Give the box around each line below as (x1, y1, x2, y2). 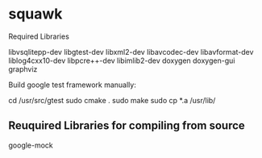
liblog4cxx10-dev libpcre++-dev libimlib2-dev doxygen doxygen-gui (8, 56, 235, 65)
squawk (8, 5, 63, 23)
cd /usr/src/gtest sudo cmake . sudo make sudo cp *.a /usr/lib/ (8, 95, 216, 105)
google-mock (8, 140, 54, 150)
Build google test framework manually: (8, 80, 137, 89)
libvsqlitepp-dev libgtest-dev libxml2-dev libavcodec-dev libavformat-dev (8, 47, 254, 56)
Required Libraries (8, 31, 70, 41)
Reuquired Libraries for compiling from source (8, 118, 246, 133)
